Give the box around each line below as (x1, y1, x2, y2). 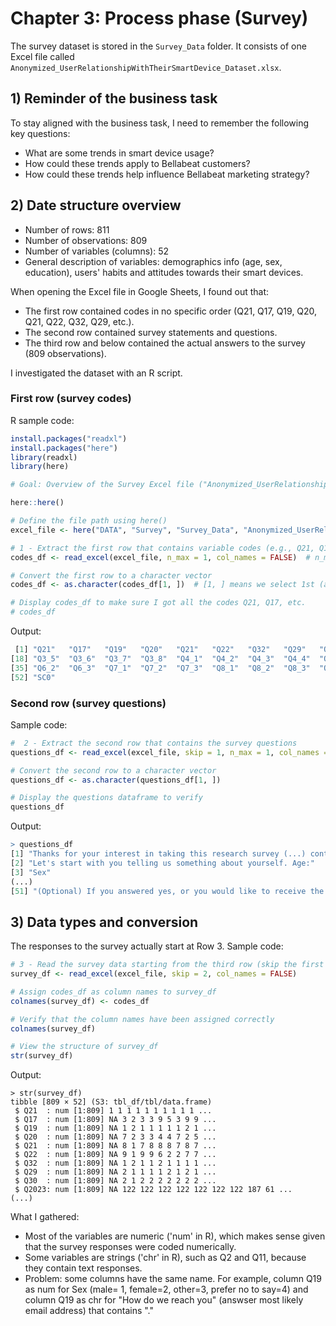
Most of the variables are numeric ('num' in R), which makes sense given (24, 1230, 326, 1242)
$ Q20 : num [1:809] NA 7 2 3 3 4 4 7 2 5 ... (14, 1132, 217, 1142)
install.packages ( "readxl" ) (10, 433, 128, 444)
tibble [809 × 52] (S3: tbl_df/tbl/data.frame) (10, 1097, 213, 1107)
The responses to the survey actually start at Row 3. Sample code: (10, 940, 284, 952)
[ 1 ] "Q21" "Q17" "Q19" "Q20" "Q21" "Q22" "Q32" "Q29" (14, 645, 307, 655)
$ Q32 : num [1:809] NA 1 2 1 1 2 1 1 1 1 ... (14, 1158, 217, 1169)
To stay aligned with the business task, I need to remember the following (10, 117, 310, 129)
